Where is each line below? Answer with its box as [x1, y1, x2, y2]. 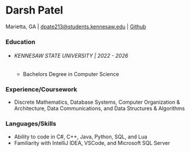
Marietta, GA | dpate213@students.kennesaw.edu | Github [5, 23, 147, 30]
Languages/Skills [5, 120, 57, 128]
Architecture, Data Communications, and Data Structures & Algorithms [14, 105, 185, 112]
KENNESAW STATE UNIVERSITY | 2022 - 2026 [14, 52, 129, 60]
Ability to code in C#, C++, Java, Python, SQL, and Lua [14, 133, 148, 140]
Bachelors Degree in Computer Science [22, 71, 119, 78]
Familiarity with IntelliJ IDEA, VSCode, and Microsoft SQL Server [14, 139, 170, 146]
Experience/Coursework [5, 85, 78, 93]
